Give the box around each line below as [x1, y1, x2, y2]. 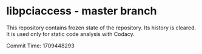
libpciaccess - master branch [6, 4, 157, 18]
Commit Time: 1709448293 [6, 42, 75, 49]
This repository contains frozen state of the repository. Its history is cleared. [6, 24, 196, 31]
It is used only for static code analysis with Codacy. [6, 30, 135, 37]
